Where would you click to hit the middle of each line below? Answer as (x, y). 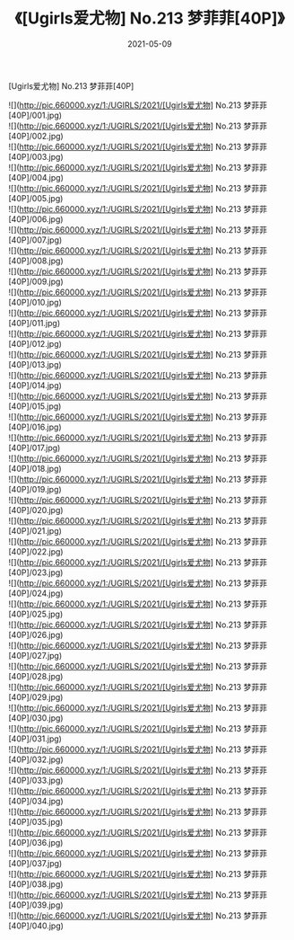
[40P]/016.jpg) (35, 427)
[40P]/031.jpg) (35, 739)
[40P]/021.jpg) (35, 530)
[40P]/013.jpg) (35, 364)
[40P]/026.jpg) (36, 634)
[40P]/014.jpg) (35, 385)
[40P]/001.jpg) (35, 115)
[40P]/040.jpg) (36, 926)
